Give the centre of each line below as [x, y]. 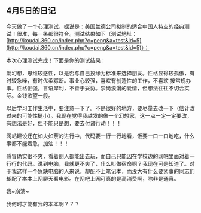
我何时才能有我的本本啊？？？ [43, 204]
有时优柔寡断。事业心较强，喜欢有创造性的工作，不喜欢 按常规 [109, 80]
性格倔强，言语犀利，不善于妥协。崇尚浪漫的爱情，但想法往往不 [95, 88]
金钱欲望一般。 [35, 95]
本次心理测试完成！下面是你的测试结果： [56, 60]
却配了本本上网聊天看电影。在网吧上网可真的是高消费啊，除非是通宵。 [93, 178]
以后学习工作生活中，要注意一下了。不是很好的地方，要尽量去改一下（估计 [98, 108]
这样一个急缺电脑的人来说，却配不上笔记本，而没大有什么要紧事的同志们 [106, 171]
